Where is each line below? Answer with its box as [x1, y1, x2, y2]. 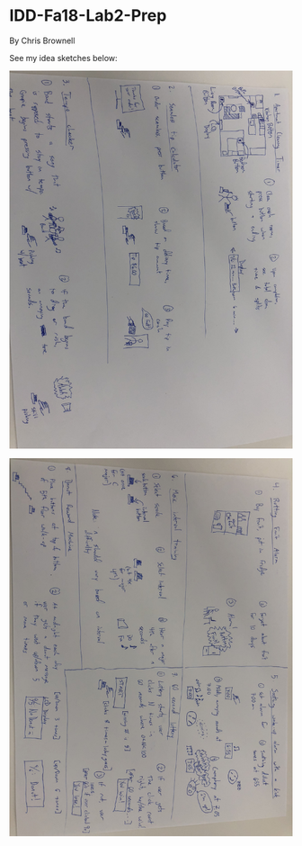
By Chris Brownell [9, 35, 75, 46]
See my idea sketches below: [9, 52, 119, 63]
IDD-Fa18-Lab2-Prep [9, 5, 167, 26]
